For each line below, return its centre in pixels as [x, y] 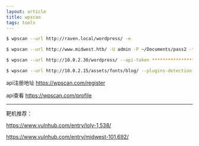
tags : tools [21, 22]
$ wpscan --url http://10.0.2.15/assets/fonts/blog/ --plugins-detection [99, 71]
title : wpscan [24, 17]
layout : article [26, 12]
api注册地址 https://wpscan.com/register [56, 83]
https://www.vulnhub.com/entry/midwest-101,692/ [68, 137]
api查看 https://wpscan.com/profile [49, 95]
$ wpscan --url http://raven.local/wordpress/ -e [69, 39]
